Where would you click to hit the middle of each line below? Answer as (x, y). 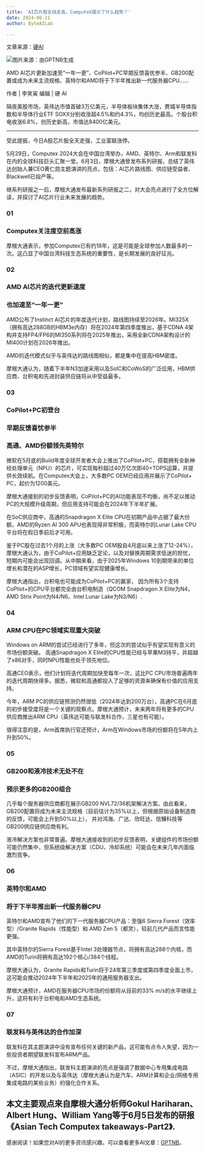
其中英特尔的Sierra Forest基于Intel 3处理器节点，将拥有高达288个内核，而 (99, 949)
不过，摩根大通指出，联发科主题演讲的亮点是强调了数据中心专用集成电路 (97, 1067)
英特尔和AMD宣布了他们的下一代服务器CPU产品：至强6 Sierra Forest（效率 (101, 921)
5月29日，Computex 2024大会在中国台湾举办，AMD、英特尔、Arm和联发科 (102, 154)
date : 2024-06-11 (28, 18)
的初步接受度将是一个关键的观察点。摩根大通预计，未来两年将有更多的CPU (100, 709)
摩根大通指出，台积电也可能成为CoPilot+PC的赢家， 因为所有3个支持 (93, 581)
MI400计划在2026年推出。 (40, 342)
